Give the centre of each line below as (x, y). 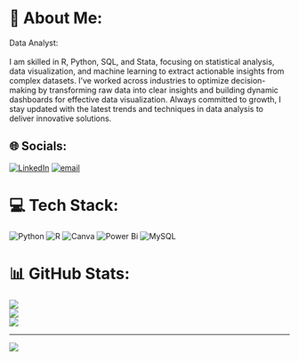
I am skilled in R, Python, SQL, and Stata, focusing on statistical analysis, (142, 61)
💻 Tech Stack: (64, 205)
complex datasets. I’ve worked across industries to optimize (119, 80)
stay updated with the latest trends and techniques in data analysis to (137, 108)
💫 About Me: (56, 18)
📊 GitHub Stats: (70, 273)
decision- (248, 80)
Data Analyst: (34, 43)
